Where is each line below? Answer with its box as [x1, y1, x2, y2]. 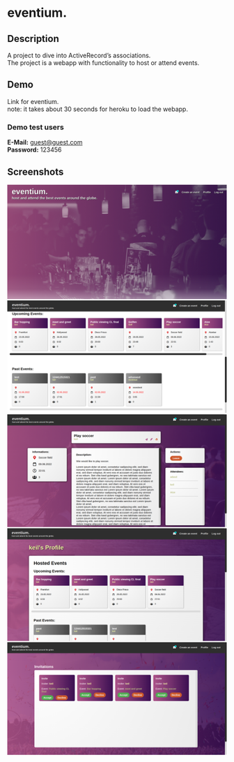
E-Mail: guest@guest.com [7, 138, 83, 147]
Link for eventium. [7, 97, 59, 105]
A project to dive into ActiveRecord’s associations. [7, 51, 151, 59]
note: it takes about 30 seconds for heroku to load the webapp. [7, 105, 188, 113]
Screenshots [7, 166, 64, 177]
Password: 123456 [7, 145, 62, 154]
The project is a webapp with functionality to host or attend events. [7, 59, 200, 67]
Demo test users [7, 122, 64, 132]
